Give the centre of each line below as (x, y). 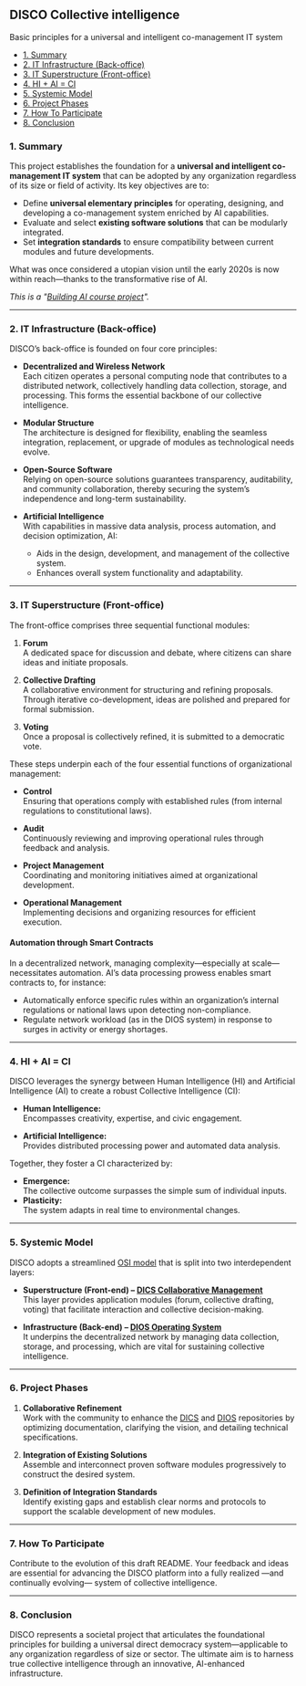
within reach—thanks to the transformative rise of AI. (108, 279)
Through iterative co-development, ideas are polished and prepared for (156, 699)
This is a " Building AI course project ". (80, 297)
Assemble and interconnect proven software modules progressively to (154, 1464)
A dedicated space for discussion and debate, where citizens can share (157, 653)
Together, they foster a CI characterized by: (91, 1164)
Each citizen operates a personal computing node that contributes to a (155, 376)
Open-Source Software (67, 470)
